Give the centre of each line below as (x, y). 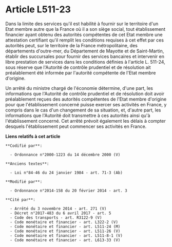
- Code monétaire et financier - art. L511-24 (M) (65, 226)
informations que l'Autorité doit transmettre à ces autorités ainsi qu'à (78, 115)
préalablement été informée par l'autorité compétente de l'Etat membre (81, 72)
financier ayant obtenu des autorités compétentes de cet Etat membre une (84, 34)
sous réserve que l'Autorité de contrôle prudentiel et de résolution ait (78, 67)
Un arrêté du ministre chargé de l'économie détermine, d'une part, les (79, 88)
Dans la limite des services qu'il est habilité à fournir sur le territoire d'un (82, 24)
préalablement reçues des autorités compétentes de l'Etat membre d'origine (86, 99)
